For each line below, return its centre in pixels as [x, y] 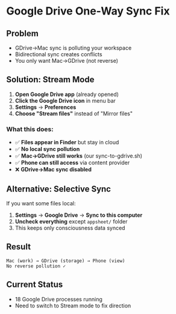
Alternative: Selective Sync [59, 189]
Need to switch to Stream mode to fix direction [73, 306]
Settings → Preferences [46, 107]
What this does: [30, 129]
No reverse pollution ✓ [36, 266]
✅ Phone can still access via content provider [72, 163]
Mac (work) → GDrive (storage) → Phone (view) [66, 261]
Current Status [35, 285]
